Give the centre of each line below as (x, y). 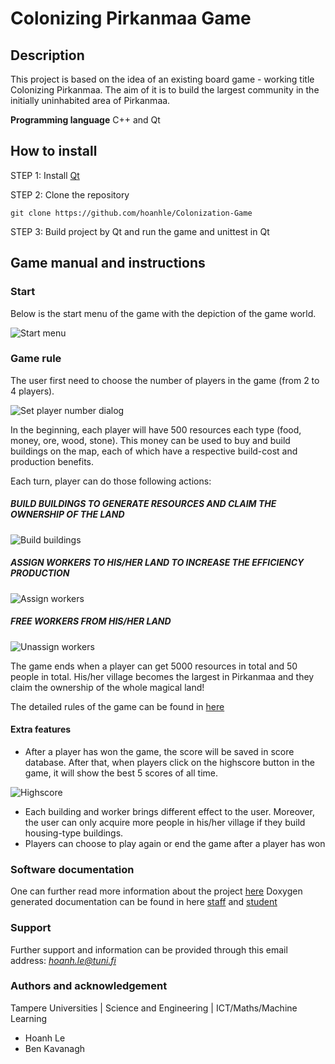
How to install (54, 151)
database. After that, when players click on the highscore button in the (169, 762)
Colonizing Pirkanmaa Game (131, 18)
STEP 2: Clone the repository (70, 194)
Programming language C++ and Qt (85, 120)
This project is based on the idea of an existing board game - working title (162, 79)
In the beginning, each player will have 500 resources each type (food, (156, 429)
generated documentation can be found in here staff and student (144, 902)
